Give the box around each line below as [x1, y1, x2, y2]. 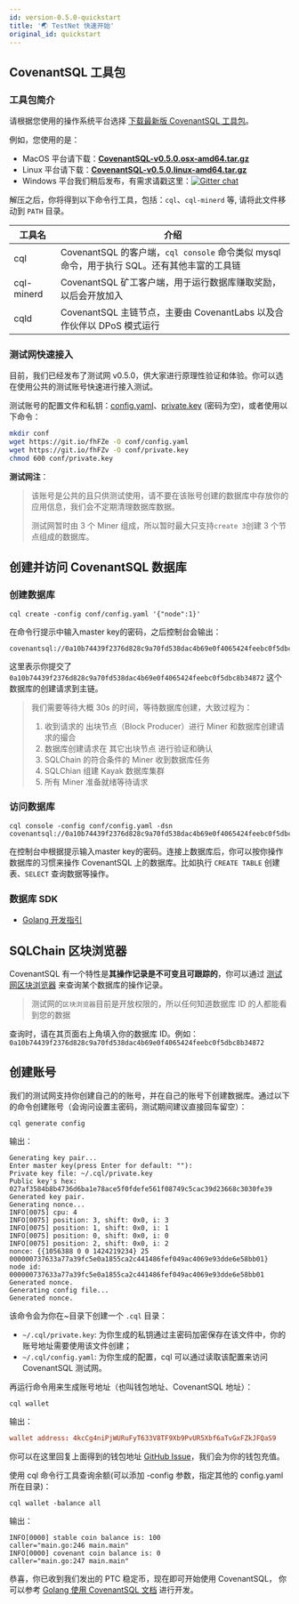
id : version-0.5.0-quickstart [9, 12, 122, 22]
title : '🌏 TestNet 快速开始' [9, 21, 115, 30]
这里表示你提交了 [9, 660, 72, 672]
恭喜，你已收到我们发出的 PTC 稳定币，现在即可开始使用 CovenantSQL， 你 [9, 1573, 287, 1584]
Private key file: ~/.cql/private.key [9, 1169, 153, 1178]
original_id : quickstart [9, 29, 101, 38]
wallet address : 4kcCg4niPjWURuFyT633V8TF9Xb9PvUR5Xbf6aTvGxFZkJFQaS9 [9, 1433, 277, 1442]
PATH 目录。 [26, 206, 69, 216]
